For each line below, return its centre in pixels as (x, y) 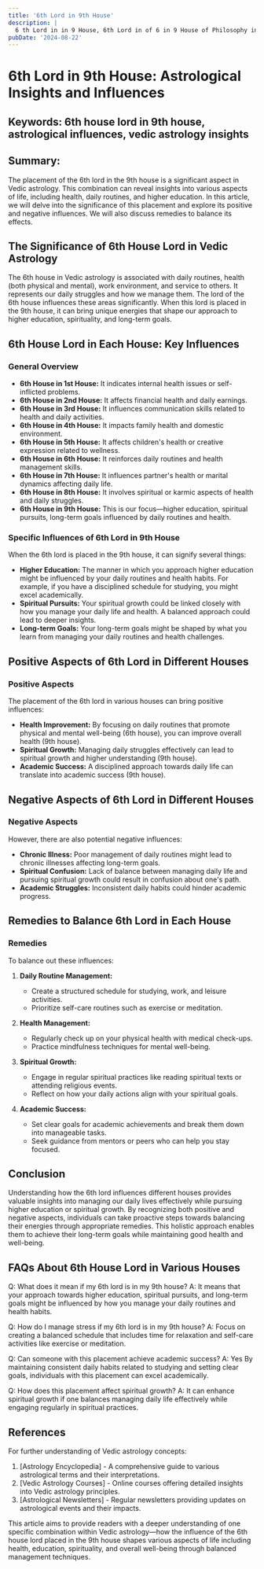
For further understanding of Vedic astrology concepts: (97, 1451)
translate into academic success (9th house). (93, 775)
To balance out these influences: (61, 960)
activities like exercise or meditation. (67, 1344)
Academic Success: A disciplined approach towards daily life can (126, 767)
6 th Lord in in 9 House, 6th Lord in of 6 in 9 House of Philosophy (131, 30)
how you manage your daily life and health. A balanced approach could (135, 612)
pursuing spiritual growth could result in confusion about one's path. (130, 879)
